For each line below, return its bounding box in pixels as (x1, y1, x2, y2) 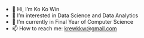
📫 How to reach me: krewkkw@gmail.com (11, 25, 117, 32)
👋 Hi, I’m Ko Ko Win (11, 6, 60, 12)
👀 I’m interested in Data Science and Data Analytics (11, 12, 139, 19)
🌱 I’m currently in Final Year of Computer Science (11, 18, 133, 25)
